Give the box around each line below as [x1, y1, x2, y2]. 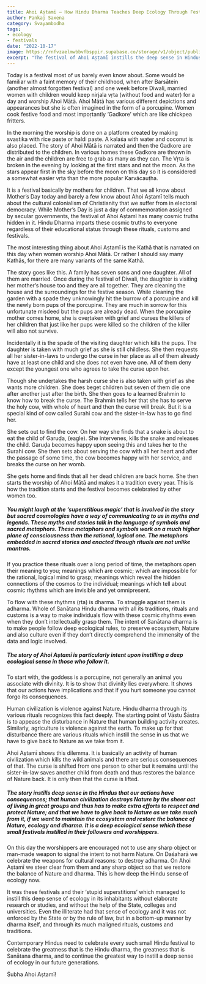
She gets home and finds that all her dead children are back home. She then [7, 472, 199, 480]
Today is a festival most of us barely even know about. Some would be [7, 71, 185, 78]
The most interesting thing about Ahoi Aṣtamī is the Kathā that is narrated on [7, 243, 200, 251]
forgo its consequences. [7, 693, 68, 700]
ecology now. [7, 876, 41, 884]
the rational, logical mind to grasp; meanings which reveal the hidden [7, 573, 181, 581]
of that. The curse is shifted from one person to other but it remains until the [7, 762, 199, 770]
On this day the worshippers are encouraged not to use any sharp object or [7, 844, 197, 851]
